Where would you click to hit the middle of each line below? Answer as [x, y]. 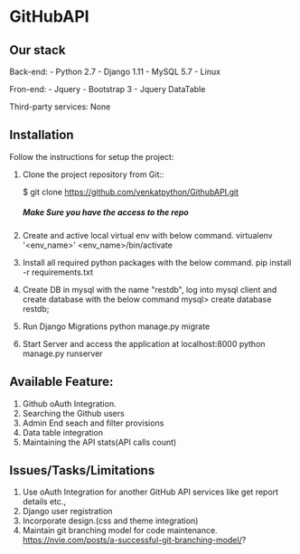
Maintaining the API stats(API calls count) [99, 442]
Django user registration [67, 512]
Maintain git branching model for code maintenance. [120, 531]
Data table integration [63, 432]
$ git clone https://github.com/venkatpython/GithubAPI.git [131, 192]
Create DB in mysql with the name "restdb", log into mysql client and [150, 289]
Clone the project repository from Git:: [93, 174]
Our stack [37, 50]
